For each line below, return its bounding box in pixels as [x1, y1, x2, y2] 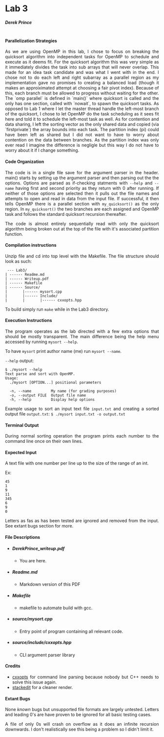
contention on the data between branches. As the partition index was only [5, 137, 159, 143]
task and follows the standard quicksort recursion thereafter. [5, 211, 127, 217]
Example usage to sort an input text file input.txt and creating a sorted [5, 406, 159, 412]
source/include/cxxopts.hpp [12, 640, 72, 645]
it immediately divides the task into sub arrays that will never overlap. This [5, 64, 159, 70]
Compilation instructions [5, 242, 57, 248]
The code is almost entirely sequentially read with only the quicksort [5, 221, 159, 227]
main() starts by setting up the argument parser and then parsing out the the [5, 175, 159, 181]
